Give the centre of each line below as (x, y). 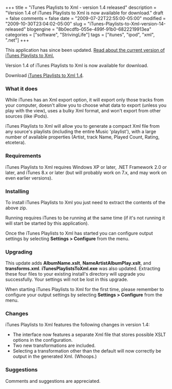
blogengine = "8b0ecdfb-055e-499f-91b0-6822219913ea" (89, 29)
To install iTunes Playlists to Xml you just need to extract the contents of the (85, 202)
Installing (17, 191)
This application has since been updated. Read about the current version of (85, 50)
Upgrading (19, 252)
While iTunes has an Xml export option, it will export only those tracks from (85, 100)
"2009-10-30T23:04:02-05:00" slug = (46, 24)
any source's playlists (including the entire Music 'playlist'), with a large (81, 132)
